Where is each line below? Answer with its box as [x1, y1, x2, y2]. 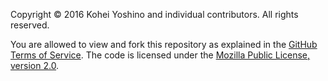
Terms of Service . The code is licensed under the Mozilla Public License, [10, 49, 311, 61]
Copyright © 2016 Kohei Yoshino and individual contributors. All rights [10, 9, 299, 20]
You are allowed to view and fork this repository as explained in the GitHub [10, 39, 318, 50]
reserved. [10, 19, 50, 31]
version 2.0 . [10, 60, 60, 71]
